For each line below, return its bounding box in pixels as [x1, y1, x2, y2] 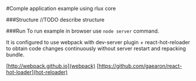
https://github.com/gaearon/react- [98, 62, 182, 69]
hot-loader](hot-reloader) [6, 69, 68, 75]
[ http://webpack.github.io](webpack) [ [6, 62, 99, 69]
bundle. [6, 51, 25, 58]
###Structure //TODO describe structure [6, 16, 105, 23]
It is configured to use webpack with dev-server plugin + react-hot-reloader [6, 39, 190, 45]
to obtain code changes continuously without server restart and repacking [6, 45, 187, 52]
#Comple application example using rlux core [6, 5, 117, 12]
